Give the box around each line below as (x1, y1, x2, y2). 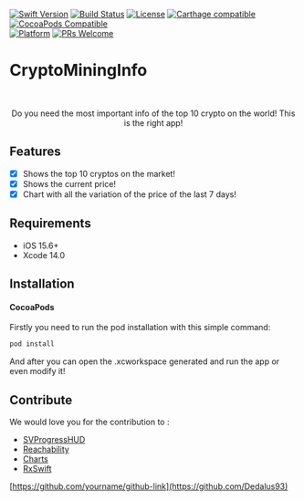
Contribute (9, 392, 73, 408)
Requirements (9, 215, 91, 232)
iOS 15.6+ (22, 240, 59, 251)
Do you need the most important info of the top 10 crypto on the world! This (11, 108, 296, 119)
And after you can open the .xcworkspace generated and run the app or (9, 356, 280, 367)
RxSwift (22, 464, 52, 475)
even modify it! (9, 366, 66, 377)
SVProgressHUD (22, 434, 86, 445)
